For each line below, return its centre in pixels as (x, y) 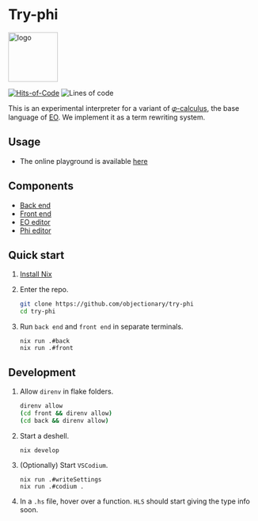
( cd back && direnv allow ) (64, 420)
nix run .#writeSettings (61, 479)
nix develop (39, 450)
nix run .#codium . (52, 486)
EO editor (35, 222)
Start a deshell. (44, 435)
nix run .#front (46, 348)
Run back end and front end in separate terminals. (101, 327)
